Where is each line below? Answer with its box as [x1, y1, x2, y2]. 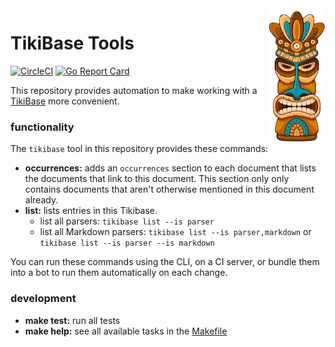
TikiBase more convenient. [10, 95, 120, 107]
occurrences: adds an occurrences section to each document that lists [24, 162, 317, 174]
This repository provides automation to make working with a [10, 84, 258, 96]
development [10, 292, 77, 306]
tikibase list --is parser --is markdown [39, 238, 215, 249]
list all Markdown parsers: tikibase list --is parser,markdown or [39, 226, 312, 238]
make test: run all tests [24, 314, 121, 326]
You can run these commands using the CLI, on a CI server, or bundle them [10, 256, 320, 268]
